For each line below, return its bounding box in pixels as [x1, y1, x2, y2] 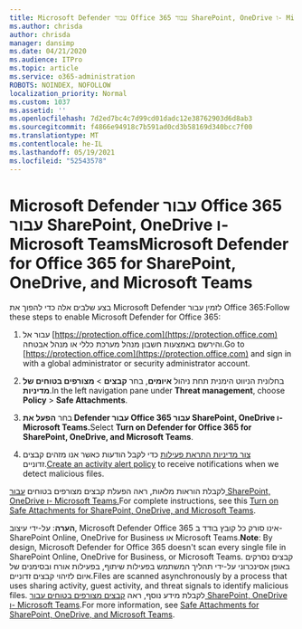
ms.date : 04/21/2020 [9, 47, 88, 56]
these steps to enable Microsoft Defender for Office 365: [9, 311, 222, 322]
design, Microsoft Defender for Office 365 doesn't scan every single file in [9, 542, 287, 553]
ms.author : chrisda [9, 22, 83, 31]
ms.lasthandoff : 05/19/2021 [9, 148, 116, 157]
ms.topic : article [9, 64, 79, 73]
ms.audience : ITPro [9, 55, 83, 64]
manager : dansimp [9, 38, 75, 48]
